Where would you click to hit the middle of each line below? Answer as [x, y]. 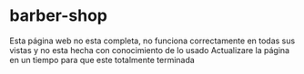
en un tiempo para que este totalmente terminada [102, 60]
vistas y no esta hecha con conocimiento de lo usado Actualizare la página [149, 50]
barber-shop [58, 16]
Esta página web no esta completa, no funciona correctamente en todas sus [152, 41]
